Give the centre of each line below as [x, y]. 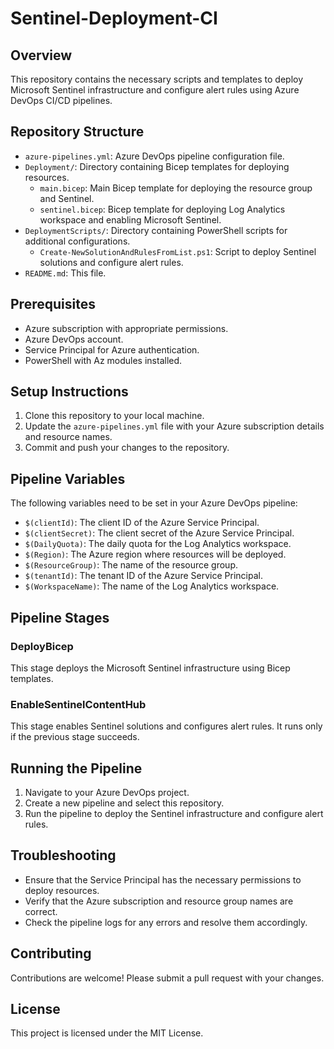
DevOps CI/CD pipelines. [61, 100]
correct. [41, 911]
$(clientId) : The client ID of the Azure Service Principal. [142, 523]
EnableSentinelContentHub [78, 704]
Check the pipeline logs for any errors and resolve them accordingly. [166, 922]
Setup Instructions [69, 392]
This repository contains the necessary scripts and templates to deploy [157, 79]
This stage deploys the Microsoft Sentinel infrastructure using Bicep [150, 668]
